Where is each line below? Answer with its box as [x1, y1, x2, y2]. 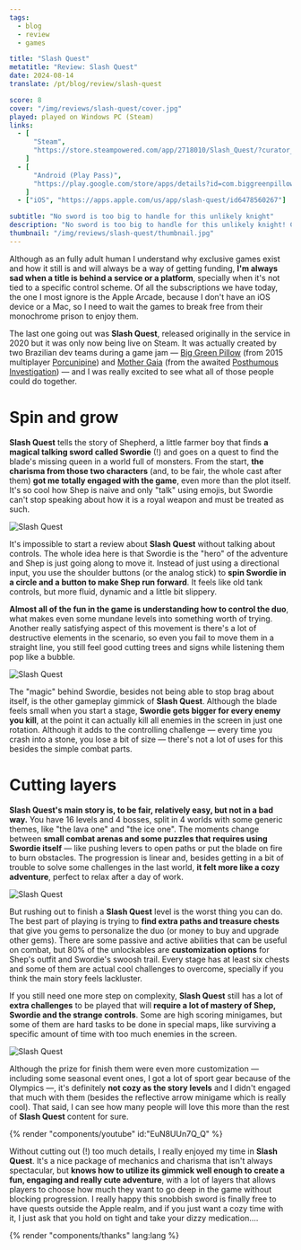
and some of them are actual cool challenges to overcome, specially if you [9, 963, 284, 974]
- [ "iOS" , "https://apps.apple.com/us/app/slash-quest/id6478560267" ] [17, 196, 287, 205]
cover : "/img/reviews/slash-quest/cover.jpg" [9, 104, 182, 113]
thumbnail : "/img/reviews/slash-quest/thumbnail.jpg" [9, 229, 215, 238]
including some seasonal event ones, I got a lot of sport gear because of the [9, 1072, 291, 1083]
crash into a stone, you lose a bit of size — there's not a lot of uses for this [9, 734, 284, 744]
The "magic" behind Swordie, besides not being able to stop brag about [9, 686, 275, 697]
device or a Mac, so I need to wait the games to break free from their [9, 301, 263, 312]
